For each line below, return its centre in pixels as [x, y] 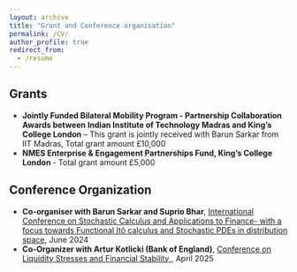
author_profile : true [49, 42]
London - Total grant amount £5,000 [88, 162]
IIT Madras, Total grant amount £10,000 [94, 143]
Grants [28, 94]
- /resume [35, 58]
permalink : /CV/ [39, 34]
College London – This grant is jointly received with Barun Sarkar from [150, 134]
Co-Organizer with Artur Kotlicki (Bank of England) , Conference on [146, 249]
